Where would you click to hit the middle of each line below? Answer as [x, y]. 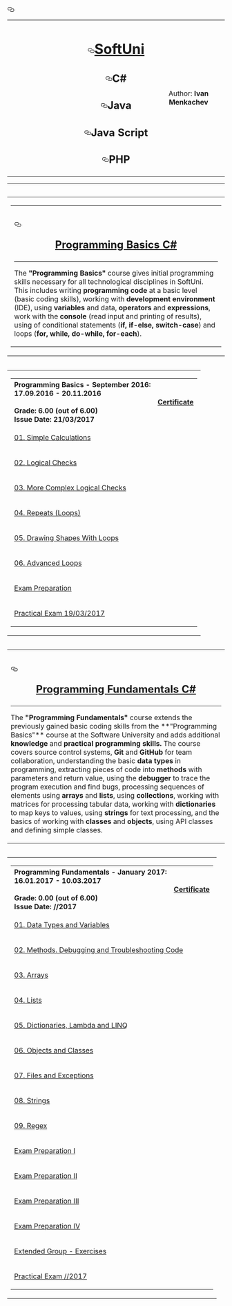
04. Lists [28, 1000]
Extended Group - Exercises [60, 1251]
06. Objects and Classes [54, 1050]
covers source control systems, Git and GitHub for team [101, 752]
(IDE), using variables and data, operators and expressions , [112, 307]
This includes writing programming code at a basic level [106, 290]
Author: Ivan [188, 93]
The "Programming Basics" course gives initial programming [114, 273]
